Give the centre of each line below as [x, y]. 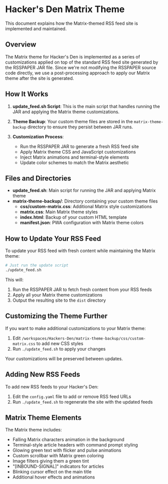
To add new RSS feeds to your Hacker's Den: [52, 386]
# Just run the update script [37, 265]
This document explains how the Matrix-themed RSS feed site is [72, 23]
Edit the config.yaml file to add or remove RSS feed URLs [72, 396]
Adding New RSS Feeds [43, 375]
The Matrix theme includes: [33, 430]
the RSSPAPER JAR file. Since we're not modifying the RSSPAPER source [81, 67]
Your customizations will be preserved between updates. [64, 358]
